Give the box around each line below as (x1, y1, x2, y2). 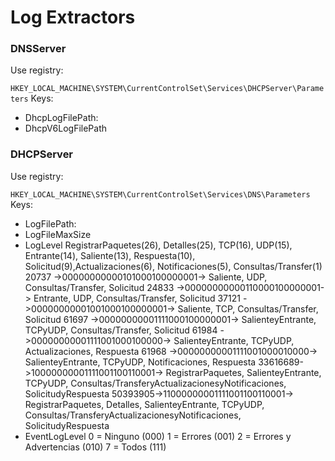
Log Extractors (10, 6, 136, 29)
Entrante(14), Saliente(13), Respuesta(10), (24, 249, 196, 261)
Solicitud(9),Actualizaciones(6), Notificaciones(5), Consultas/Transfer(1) (24, 260, 323, 272)
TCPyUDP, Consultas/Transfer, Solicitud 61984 (24, 324, 218, 336)
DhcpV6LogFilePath (24, 122, 108, 135)
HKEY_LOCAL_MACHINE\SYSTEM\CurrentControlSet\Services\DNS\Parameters (10, 189, 311, 200)
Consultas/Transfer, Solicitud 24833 (24, 281, 175, 293)
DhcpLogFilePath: (24, 112, 99, 124)
